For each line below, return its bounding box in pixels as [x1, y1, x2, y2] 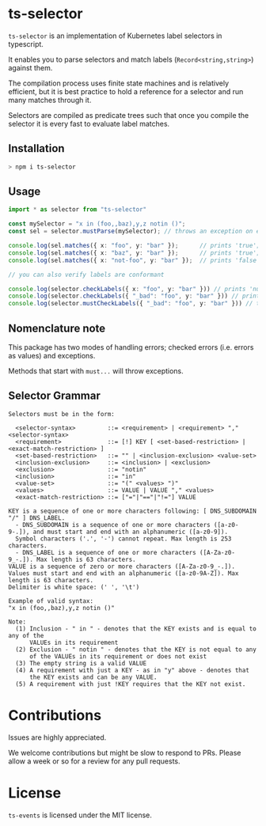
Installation [8, 142, 65, 155]
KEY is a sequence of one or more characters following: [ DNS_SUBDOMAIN [8, 507, 257, 515]
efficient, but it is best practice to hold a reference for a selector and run [8, 86, 244, 96]
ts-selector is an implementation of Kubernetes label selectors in [8, 31, 222, 40]
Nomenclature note [8, 321, 106, 335]
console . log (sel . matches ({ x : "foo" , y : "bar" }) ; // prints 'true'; [8, 242, 260, 250]
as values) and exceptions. [8, 351, 96, 360]
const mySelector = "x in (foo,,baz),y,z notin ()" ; [8, 220, 186, 228]
